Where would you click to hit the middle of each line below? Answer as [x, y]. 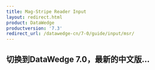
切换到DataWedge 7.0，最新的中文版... [78, 59]
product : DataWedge [30, 23]
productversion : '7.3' [34, 28]
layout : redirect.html [34, 17]
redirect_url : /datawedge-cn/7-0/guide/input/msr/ [70, 34]
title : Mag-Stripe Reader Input [46, 12]
